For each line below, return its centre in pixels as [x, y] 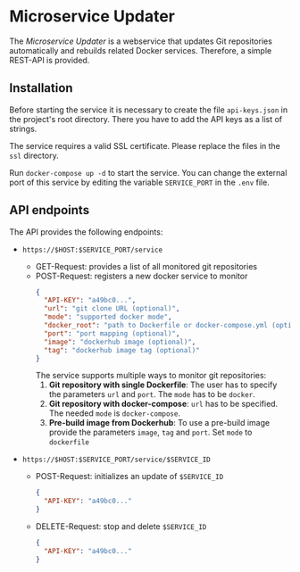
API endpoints [50, 210]
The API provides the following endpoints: [86, 232]
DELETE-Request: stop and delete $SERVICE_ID [121, 526]
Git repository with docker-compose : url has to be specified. [163, 404]
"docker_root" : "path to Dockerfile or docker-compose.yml [155, 326]
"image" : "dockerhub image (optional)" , [120, 342]
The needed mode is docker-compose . [115, 413]
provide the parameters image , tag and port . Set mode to [150, 432]
